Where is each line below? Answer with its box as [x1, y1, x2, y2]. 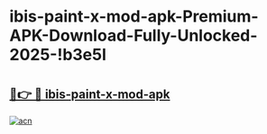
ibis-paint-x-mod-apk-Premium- [9, 6, 259, 27]
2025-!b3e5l [9, 45, 106, 65]
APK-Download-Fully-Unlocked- [9, 25, 258, 46]
